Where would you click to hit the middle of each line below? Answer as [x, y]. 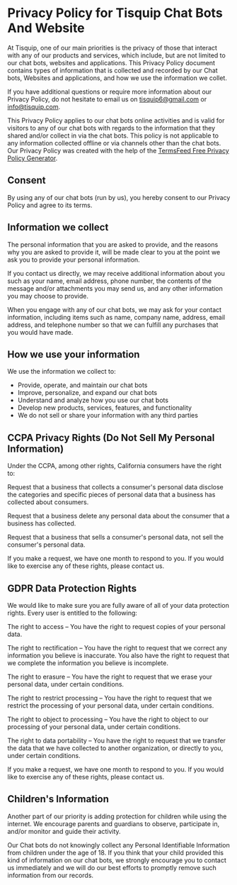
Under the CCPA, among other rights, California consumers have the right [115, 466]
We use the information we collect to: [62, 372]
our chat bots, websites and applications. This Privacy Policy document [111, 62]
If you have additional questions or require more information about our [110, 91]
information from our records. [51, 875]
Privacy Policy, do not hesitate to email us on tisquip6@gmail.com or [107, 99]
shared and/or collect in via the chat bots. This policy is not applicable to [113, 135]
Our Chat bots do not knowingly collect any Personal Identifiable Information [118, 845]
